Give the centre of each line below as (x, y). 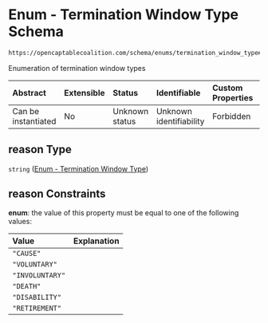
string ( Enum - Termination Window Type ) (79, 168)
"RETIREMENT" (37, 308)
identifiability (180, 121)
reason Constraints (57, 194)
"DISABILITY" (37, 297)
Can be (26, 111)
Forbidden (232, 116)
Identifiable (178, 93)
